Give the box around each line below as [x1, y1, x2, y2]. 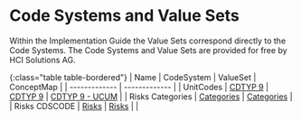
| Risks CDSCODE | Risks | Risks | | [9, 100, 139, 111]
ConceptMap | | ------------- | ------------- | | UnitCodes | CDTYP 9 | [9, 81, 269, 92]
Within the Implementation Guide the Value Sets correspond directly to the [9, 35, 287, 46]
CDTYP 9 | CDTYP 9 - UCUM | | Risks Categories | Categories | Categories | [9, 91, 293, 102]
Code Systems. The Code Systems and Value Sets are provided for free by [9, 44, 287, 55]
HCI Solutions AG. [9, 54, 76, 65]
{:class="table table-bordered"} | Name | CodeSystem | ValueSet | [9, 71, 257, 82]
